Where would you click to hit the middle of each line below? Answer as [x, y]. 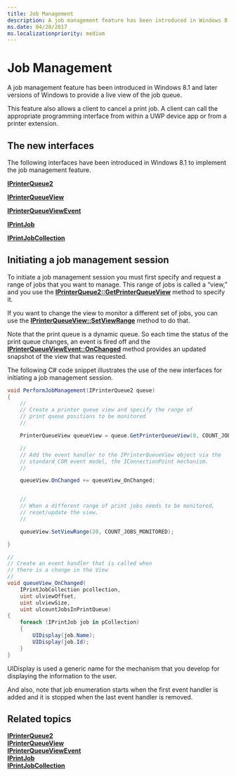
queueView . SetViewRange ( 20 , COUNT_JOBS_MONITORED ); [97, 532]
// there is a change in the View [58, 570]
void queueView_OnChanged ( [47, 584]
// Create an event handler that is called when [80, 564]
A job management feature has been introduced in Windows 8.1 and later [112, 88]
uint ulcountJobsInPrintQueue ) [66, 609]
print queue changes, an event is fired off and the [79, 341]
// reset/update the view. [59, 513]
